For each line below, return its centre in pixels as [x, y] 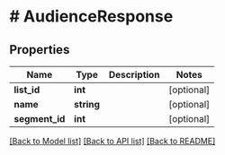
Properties [40, 50]
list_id [27, 90]
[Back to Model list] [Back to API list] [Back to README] [112, 141]
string [87, 104]
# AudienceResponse [91, 17]
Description [134, 75]
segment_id [40, 119]
